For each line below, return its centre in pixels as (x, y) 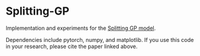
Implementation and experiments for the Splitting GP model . (81, 28)
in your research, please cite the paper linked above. (72, 46)
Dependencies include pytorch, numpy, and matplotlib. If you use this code (100, 40)
